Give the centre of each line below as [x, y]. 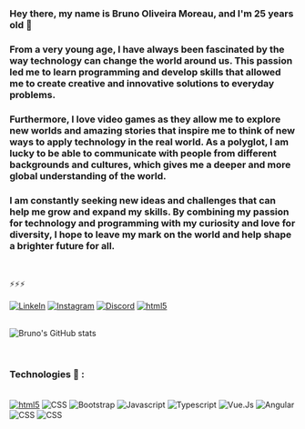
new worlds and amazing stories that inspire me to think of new [152, 130]
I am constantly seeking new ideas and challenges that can [142, 200]
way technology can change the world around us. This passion [151, 60]
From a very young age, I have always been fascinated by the [147, 49]
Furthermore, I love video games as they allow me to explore [145, 119]
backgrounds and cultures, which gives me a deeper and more [150, 165]
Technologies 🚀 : [47, 374]
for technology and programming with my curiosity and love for [152, 223]
